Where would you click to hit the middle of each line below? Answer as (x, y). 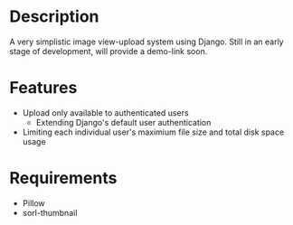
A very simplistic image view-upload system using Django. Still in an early (146, 42)
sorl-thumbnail (50, 212)
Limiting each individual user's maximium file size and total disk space (153, 132)
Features (43, 88)
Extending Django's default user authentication (123, 122)
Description (54, 17)
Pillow (33, 203)
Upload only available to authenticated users (105, 112)
